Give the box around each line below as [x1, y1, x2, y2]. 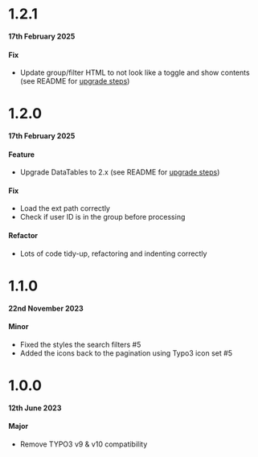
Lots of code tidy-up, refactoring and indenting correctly [19, 249, 207, 258]
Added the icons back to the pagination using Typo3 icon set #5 [19, 348, 233, 358]
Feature [8, 150, 35, 159]
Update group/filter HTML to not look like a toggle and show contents [19, 68, 251, 77]
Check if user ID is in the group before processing [19, 212, 186, 222]
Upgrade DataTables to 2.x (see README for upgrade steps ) [19, 167, 220, 177]
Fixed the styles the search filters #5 [19, 340, 141, 349]
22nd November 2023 [8, 303, 84, 313]
